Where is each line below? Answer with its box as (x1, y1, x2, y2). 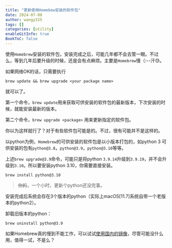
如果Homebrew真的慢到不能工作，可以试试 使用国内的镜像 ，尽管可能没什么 (5, 230, 164, 237)
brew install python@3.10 (5, 172, 61, 178)
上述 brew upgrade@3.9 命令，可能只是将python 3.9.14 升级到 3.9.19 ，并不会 (5, 155, 163, 162)
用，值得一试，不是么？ (5, 237, 55, 243)
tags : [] (5, 22, 24, 27)
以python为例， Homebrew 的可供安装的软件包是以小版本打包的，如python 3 (5, 138, 161, 145)
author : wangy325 (5, 17, 43, 22)
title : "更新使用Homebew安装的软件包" (5, 7, 81, 13)
